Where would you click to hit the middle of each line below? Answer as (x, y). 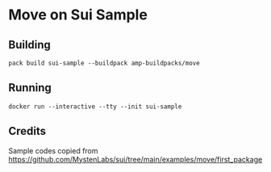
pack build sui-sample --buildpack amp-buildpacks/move (104, 63)
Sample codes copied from (53, 150)
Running (30, 88)
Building (29, 45)
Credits (27, 131)
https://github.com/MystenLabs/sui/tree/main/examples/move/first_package (135, 159)
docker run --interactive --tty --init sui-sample (95, 107)
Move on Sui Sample (78, 15)
